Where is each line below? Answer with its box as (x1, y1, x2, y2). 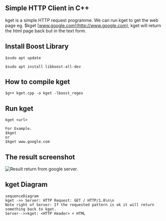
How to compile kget (5, 78, 71, 86)
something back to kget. (5, 207, 57, 212)
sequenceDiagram (5, 194, 39, 199)
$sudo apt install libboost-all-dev (5, 64, 81, 69)
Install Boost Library (5, 42, 69, 51)
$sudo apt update (5, 55, 41, 60)
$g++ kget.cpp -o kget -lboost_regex (5, 91, 83, 96)
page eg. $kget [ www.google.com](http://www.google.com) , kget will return (5, 22, 162, 28)
